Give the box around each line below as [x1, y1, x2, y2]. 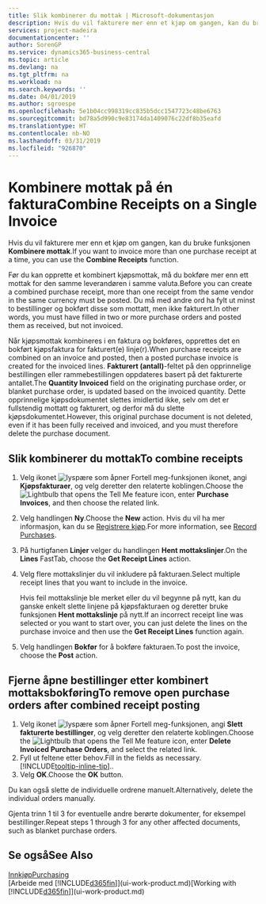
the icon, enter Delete [19, 736, 231, 746]
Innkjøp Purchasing [8, 869, 70, 879]
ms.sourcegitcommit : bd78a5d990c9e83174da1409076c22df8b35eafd [8, 115, 222, 123]
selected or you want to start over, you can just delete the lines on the [19, 619, 248, 628]
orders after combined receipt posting [8, 698, 200, 711]
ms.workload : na [8, 78, 62, 86]
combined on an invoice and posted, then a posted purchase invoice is [8, 353, 239, 363]
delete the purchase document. [8, 429, 111, 438]
